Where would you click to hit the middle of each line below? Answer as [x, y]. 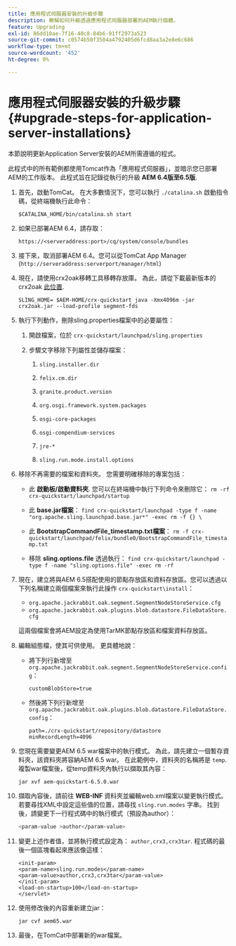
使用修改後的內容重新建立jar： [62, 907]
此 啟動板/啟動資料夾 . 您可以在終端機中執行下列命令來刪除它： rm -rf [129, 489]
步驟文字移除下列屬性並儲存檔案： [78, 350]
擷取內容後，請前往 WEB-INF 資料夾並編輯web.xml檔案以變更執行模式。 [123, 795]
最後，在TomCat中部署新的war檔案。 [72, 935]
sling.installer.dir [69, 364]
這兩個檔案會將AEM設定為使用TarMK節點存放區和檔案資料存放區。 [114, 630]
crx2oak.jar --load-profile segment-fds [78, 306]
